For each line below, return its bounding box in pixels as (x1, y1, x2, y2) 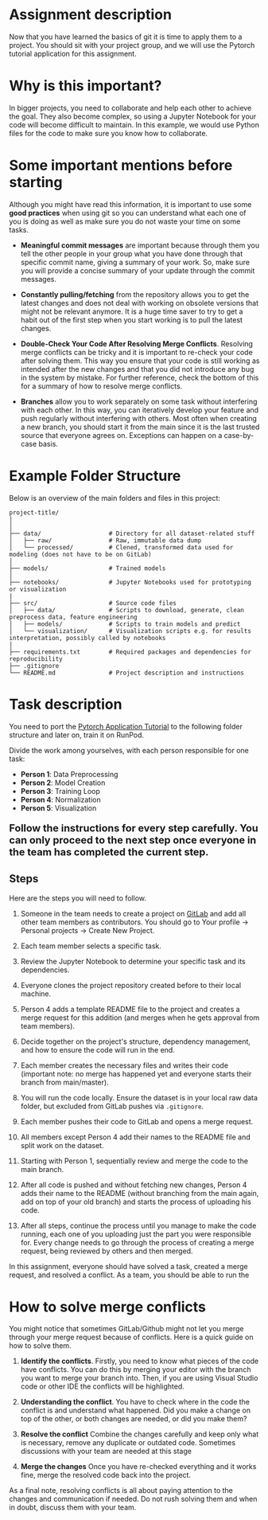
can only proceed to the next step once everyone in (9, 834, 257, 846)
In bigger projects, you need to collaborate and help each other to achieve (9, 103, 252, 112)
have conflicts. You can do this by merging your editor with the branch (20, 1365, 251, 1374)
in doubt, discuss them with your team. (9, 1502, 137, 1512)
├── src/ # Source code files (9, 599, 177, 607)
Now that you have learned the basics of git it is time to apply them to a (9, 32, 243, 41)
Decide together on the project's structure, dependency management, (20, 1037, 251, 1046)
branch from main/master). (20, 1077, 110, 1087)
